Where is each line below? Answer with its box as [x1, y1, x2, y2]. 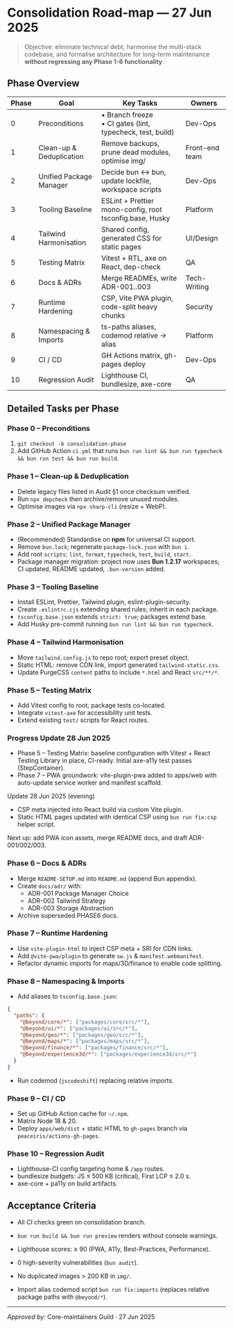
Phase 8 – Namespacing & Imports [7, 976, 125, 986]
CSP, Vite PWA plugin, [101, 293, 173, 303]
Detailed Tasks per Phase [7, 403, 119, 415]
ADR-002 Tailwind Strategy [27, 896, 106, 905]
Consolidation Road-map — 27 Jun [7, 5, 212, 21]
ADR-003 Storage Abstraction [27, 903, 114, 912]
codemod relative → [101, 330, 167, 340]
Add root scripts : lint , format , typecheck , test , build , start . [17, 550, 191, 559]
